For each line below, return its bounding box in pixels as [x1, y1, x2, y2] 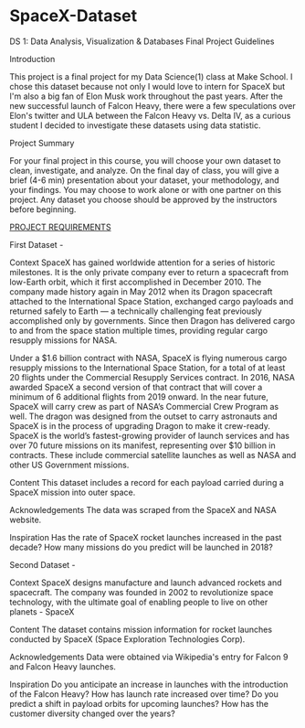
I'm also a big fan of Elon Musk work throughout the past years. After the [9, 91, 283, 102]
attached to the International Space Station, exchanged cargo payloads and [9, 295, 294, 306]
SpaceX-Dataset [9, 5, 138, 27]
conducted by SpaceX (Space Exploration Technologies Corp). [9, 633, 246, 645]
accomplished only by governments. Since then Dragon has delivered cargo [9, 315, 295, 326]
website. [9, 514, 42, 525]
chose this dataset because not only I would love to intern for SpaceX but [9, 80, 286, 91]
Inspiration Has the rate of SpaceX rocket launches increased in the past [9, 531, 282, 542]
